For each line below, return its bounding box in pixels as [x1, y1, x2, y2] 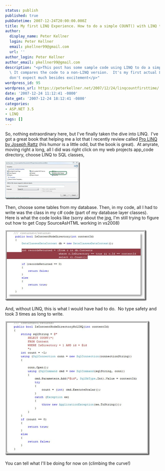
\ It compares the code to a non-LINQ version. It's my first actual [9, 70, 157, 75]
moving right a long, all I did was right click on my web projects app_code [5, 147, 154, 152]
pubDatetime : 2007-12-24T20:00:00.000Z [5, 18, 87, 23]
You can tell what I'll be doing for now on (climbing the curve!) [5, 460, 131, 466]
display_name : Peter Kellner [9, 34, 69, 39]
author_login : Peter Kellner [5, 55, 65, 59]
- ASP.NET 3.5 [5, 106, 34, 112]
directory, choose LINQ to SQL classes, [5, 152, 85, 157]
